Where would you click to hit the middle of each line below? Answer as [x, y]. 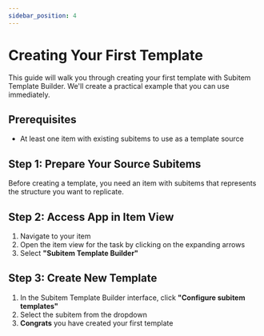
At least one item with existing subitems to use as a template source [132, 139]
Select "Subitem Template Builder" [79, 253]
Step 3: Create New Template [83, 278]
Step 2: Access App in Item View [91, 217]
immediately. [29, 94]
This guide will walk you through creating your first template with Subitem [130, 78]
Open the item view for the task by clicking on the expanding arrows [132, 244]
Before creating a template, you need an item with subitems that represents [132, 183]
